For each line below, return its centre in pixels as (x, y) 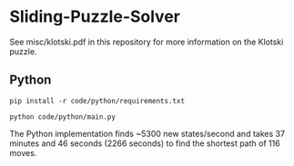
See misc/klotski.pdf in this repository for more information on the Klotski (147, 42)
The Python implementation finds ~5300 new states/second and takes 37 (147, 133)
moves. (23, 152)
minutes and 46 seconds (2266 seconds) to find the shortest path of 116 (145, 143)
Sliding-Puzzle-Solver (95, 17)
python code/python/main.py (63, 117)
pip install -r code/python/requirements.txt (97, 101)
